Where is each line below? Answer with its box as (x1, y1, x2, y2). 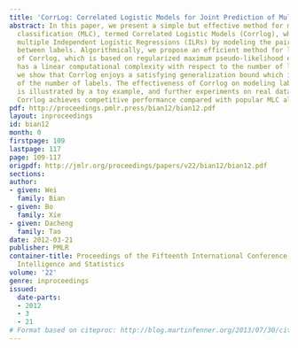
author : (9, 178, 38, 187)
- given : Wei (9, 186, 58, 195)
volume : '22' (9, 268, 58, 277)
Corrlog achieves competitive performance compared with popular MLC (17, 95, 279, 104)
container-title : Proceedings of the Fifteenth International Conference (9, 251, 288, 261)
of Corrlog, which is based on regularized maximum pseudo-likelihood (17, 54, 284, 63)
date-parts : (17, 293, 62, 302)
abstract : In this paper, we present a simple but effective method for (9, 21, 284, 30)
